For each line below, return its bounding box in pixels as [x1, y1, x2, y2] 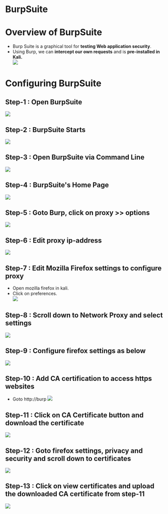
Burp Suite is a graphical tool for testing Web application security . [12, 43, 152, 49]
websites [5, 382, 35, 391]
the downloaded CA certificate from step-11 [5, 490, 145, 498]
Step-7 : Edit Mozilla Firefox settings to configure [5, 264, 162, 272]
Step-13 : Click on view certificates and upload [5, 482, 154, 490]
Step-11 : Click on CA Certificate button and [5, 411, 144, 419]
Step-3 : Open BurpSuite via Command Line [5, 153, 145, 162]
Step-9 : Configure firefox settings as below [5, 347, 146, 355]
